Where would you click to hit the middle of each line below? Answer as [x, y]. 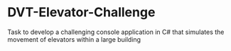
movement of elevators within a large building [74, 39]
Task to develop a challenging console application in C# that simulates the [116, 32]
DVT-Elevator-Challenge [81, 12]
